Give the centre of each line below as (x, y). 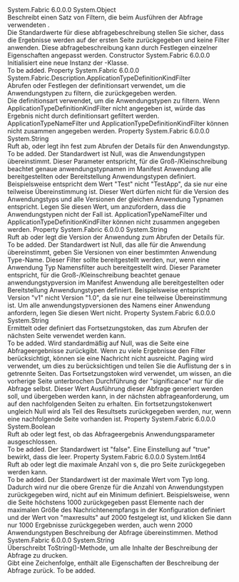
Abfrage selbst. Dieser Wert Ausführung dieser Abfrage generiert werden (115, 389)
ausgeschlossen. (32, 441)
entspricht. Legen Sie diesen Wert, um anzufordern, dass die (97, 207)
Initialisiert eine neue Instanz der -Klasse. (68, 63)
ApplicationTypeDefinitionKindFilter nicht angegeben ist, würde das (106, 108)
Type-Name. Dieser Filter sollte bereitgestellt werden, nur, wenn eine (108, 260)
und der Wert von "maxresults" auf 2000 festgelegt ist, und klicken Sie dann (119, 517)
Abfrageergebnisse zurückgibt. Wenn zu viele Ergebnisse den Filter (107, 351)
